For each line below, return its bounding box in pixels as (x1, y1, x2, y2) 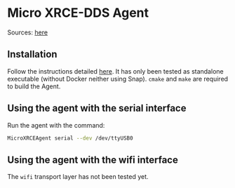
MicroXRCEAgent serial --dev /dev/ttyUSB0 (7, 135, 133, 142)
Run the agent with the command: (7, 121, 105, 129)
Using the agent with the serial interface (7, 102, 187, 114)
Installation (7, 48, 58, 60)
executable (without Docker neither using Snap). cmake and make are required (7, 74, 229, 83)
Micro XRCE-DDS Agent (7, 5, 149, 21)
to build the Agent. (7, 82, 61, 90)
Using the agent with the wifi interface (7, 154, 179, 166)
